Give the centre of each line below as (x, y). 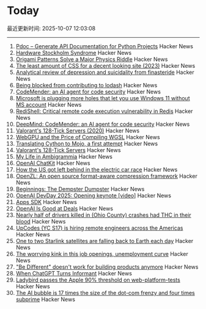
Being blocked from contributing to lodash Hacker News (86, 85)
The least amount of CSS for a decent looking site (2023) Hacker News (105, 65)
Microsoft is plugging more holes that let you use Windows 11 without (103, 98)
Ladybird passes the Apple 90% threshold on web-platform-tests (98, 280)
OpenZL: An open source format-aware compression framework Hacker (106, 176)
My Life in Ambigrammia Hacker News (64, 156)
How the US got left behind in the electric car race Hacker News (97, 169)
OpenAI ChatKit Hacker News (53, 163)
